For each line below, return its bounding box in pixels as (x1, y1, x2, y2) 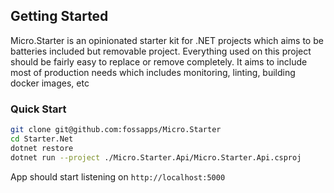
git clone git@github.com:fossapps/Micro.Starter (10, 125, 222, 135)
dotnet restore (10, 143, 74, 153)
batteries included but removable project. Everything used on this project (10, 45, 312, 57)
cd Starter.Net (10, 134, 74, 144)
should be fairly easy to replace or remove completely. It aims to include (10, 55, 308, 68)
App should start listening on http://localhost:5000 (10, 170, 226, 183)
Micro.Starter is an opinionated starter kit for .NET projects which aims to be (10, 34, 324, 46)
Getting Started (10, 8, 109, 25)
